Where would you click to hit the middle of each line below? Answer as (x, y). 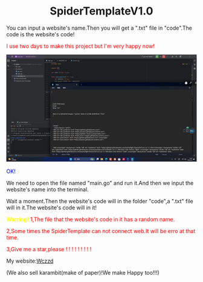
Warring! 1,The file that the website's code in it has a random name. (91, 220)
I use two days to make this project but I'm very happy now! (81, 46)
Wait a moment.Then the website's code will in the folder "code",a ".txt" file (100, 202)
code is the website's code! (40, 34)
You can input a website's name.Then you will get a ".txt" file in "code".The (99, 28)
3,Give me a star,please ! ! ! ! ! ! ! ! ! (49, 249)
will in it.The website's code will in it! (51, 208)
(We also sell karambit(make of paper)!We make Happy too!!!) (83, 273)
